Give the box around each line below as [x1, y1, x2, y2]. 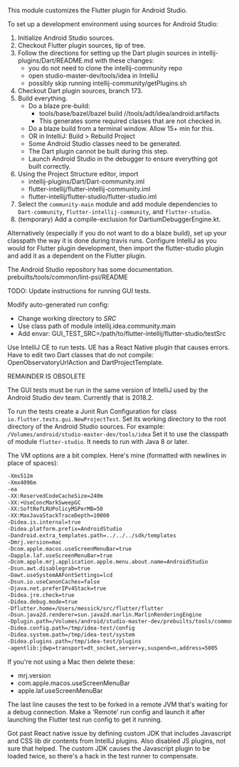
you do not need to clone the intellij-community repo [28, 64, 183, 72]
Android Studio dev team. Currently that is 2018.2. [7, 393, 154, 401]
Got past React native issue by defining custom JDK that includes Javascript [7, 729, 231, 737]
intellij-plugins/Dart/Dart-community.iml [28, 177, 145, 186]
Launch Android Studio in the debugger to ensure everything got [28, 154, 218, 163]
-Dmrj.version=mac [7, 539, 62, 546]
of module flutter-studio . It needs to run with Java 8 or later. [7, 438, 189, 445]
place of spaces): [7, 459, 59, 467]
